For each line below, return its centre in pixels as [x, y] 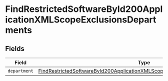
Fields [15, 48]
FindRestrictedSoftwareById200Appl [84, 9]
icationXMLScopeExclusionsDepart [81, 20]
